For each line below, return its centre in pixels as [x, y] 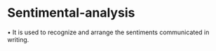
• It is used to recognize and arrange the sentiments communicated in [108, 32]
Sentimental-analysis [71, 13]
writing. [18, 39]
